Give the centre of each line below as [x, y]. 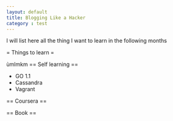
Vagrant [25, 89]
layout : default [27, 12]
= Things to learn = [30, 53]
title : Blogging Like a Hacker [46, 18]
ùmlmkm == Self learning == [42, 64]
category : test [27, 23]
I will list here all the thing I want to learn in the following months [87, 41]
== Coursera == [26, 101]
